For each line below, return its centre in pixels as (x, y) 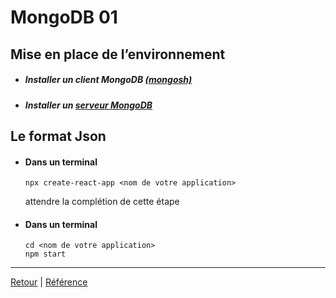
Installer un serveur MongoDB (88, 105)
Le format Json (58, 136)
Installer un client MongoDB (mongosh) (108, 80)
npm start (45, 254)
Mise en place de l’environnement (118, 54)
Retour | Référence (49, 282)
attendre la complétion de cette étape (102, 202)
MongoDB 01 (64, 17)
